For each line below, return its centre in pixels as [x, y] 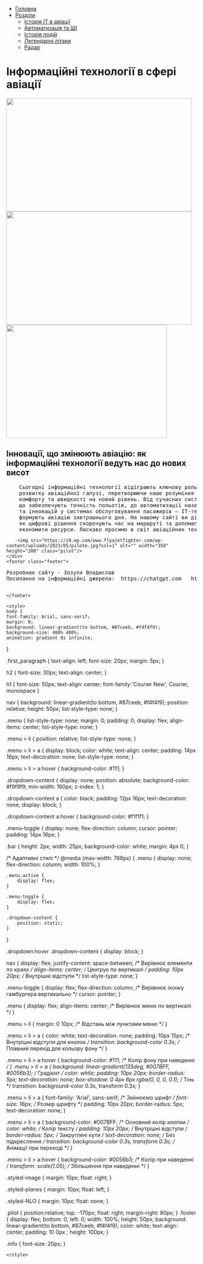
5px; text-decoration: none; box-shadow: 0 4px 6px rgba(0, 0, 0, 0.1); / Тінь [100, 1079]
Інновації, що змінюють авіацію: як [76, 454]
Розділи [25, 15]
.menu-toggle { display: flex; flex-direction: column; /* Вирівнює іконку [95, 987]
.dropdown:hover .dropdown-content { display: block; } [75, 951]
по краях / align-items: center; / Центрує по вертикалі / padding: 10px [95, 969]
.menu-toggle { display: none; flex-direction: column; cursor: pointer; [92, 828]
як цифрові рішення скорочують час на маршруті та [95, 523]
